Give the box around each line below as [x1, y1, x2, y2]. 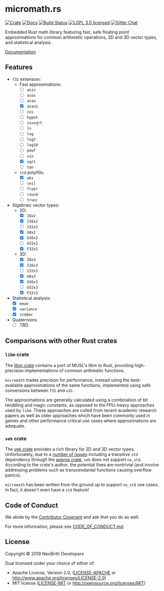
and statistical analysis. [5, 39, 52, 45]
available [5, 382, 23, 388]
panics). [5, 472, 21, 478]
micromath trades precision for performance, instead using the [5, 377, 130, 383]
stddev [19, 312, 33, 317]
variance [19, 307, 38, 312]
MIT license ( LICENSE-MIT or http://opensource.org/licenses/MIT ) [12, 580, 146, 586]
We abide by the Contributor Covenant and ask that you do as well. [5, 514, 140, 520]
